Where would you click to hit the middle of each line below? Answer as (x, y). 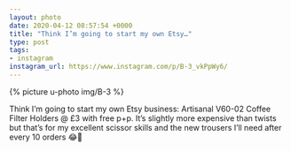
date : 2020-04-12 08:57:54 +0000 (71, 26)
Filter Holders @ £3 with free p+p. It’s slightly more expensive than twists (143, 118)
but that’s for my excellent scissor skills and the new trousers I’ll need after (145, 127)
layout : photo (35, 17)
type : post (29, 42)
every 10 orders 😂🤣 (46, 137)
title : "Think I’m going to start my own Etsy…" (101, 34)
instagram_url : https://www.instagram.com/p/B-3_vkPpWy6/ (118, 67)
